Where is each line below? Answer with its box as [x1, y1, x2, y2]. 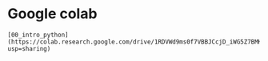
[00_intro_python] [7, 31, 69, 39]
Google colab [7, 5, 98, 23]
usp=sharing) [7, 44, 51, 52]
